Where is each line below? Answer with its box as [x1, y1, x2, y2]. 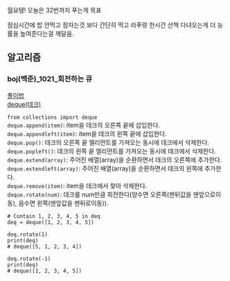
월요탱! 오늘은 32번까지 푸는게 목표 [7, 6, 102, 14]
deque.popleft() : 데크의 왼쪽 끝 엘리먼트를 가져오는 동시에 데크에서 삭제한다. [7, 146, 216, 155]
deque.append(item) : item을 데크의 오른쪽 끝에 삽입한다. [7, 121, 161, 129]
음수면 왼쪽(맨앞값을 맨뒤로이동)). [18, 198, 109, 207]
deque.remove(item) [7, 182, 64, 189]
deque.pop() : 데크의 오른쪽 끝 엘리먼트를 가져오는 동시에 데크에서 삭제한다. [7, 138, 210, 146]
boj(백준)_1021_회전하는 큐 [7, 74, 92, 84]
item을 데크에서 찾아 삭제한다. [66, 181, 148, 189]
